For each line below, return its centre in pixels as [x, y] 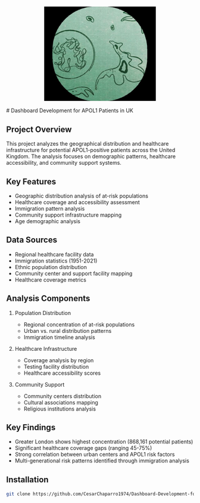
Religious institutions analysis [60, 409]
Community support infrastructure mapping [68, 215]
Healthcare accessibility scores [62, 373]
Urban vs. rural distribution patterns [68, 331]
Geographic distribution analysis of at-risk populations [82, 196]
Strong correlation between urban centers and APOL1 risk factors [95, 455]
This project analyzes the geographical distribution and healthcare [87, 144]
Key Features [31, 182]
